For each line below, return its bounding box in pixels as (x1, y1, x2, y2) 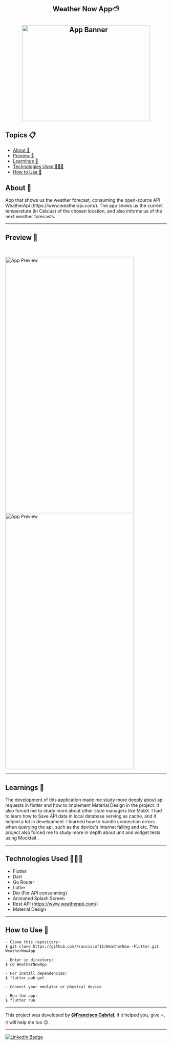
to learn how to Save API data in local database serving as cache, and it (5, 813, 157, 819)
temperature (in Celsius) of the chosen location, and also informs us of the (5, 208, 162, 214)
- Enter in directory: (5, 957, 54, 963)
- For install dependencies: (5, 971, 68, 976)
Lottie (12, 884, 25, 890)
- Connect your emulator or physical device (5, 984, 102, 989)
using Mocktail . (5, 835, 39, 841)
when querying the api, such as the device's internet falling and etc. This (5, 824, 159, 830)
